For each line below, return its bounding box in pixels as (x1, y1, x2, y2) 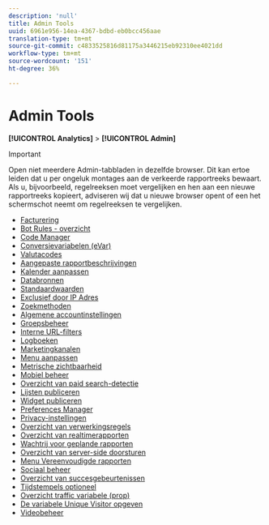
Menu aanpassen (19, 352, 79, 362)
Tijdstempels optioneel (19, 481, 97, 491)
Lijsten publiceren (19, 386, 80, 397)
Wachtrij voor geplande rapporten (19, 438, 134, 448)
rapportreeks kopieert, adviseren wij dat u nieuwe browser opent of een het (8, 190, 261, 200)
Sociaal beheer (19, 464, 71, 474)
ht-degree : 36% (8, 65, 60, 73)
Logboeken (19, 335, 58, 345)
